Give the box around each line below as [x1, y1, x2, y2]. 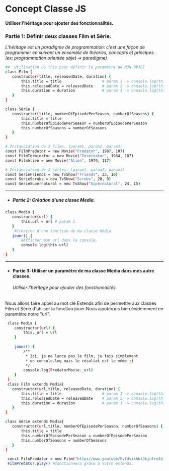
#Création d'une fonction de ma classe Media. [14, 228, 114, 233]
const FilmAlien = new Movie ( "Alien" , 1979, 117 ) [5, 158, 112, 163]
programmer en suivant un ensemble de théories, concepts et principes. [5, 50, 155, 56]
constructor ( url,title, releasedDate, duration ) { [12, 386, 121, 392]
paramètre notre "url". [5, 311, 51, 317]
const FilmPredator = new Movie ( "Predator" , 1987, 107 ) [5, 149, 125, 154]
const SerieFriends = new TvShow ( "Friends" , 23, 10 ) [5, 172, 118, 177]
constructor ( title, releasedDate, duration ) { [12, 74, 112, 79]
